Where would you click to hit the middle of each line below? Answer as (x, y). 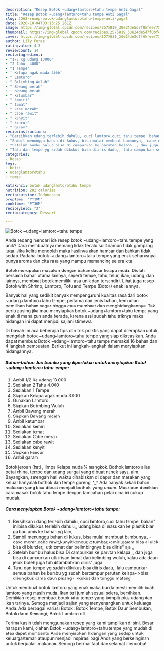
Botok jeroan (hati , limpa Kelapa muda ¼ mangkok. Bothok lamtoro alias (78, 467)
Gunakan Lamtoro (30, 401)
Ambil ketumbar (28, 421)
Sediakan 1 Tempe (31, 390)
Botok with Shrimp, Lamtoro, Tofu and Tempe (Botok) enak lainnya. (73, 286)
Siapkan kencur (28, 452)
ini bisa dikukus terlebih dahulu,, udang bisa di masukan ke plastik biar (83, 526)
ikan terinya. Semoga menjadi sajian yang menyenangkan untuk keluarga (79, 603)
